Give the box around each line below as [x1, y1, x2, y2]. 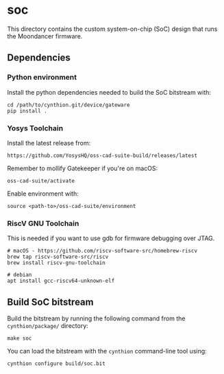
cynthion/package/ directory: [7, 322, 89, 330]
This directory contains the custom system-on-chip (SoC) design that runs [7, 25, 218, 33]
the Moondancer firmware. [7, 32, 83, 40]
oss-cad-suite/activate [7, 177, 75, 184]
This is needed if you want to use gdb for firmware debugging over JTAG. [7, 234, 215, 242]
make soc [7, 335, 32, 342]
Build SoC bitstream [7, 296, 94, 307]
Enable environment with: [7, 189, 79, 198]
